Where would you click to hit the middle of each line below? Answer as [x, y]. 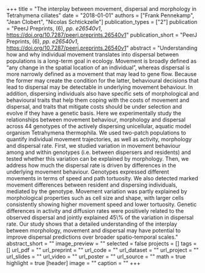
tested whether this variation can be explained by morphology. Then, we [98, 159]
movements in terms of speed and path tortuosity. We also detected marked [102, 178]
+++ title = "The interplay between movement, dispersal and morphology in [102, 9]
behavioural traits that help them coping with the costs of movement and [98, 100]
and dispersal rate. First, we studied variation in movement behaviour [94, 146]
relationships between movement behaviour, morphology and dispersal [96, 120]
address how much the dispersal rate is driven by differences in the [91, 165]
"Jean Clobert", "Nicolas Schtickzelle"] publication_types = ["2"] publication [102, 22]
